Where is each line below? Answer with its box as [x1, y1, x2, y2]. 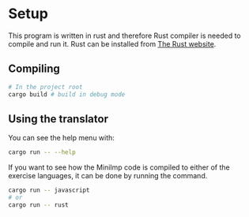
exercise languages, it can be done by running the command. [8, 171, 208, 181]
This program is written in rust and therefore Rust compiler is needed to [8, 31, 241, 40]
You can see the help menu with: [8, 133, 115, 143]
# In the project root [8, 83, 83, 91]
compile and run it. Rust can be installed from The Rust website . [8, 39, 217, 48]
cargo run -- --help [8, 148, 77, 156]
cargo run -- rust [8, 200, 69, 209]
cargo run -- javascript [8, 186, 90, 194]
